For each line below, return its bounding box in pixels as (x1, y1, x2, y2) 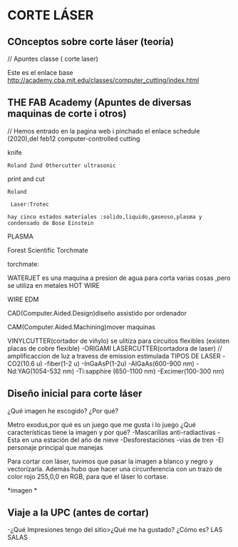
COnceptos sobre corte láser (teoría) (7, 36, 175, 48)
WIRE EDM (7, 295, 39, 303)
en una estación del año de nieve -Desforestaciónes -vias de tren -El (21, 436, 224, 444)
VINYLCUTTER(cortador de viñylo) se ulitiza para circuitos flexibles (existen (7, 336, 230, 345)
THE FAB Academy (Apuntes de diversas (7, 96, 192, 109)
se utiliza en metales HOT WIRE (7, 281, 100, 289)
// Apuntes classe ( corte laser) (7, 54, 98, 63)
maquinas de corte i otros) (7, 108, 127, 120)
